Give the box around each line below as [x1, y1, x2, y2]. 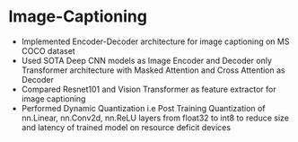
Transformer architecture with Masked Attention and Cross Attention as [21, 65, 285, 75]
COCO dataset [21, 45, 75, 56]
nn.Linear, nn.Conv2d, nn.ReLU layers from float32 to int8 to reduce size [21, 112, 289, 123]
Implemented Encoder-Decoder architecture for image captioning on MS [21, 36, 290, 47]
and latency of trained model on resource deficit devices [21, 121, 231, 132]
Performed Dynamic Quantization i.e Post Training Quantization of [21, 102, 266, 113]
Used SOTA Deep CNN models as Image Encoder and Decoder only [21, 55, 273, 66]
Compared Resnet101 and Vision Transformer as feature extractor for [21, 84, 276, 94]
